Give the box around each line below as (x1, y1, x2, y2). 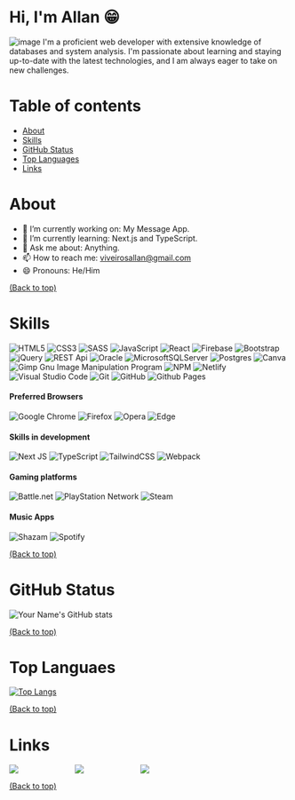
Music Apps (9, 511, 55, 522)
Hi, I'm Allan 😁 (9, 7, 120, 28)
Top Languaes (9, 657, 116, 677)
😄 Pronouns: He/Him (21, 265, 100, 275)
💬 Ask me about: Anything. (21, 242, 120, 253)
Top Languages (21, 154, 80, 164)
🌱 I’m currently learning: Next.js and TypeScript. (21, 233, 198, 243)
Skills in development (9, 432, 91, 442)
